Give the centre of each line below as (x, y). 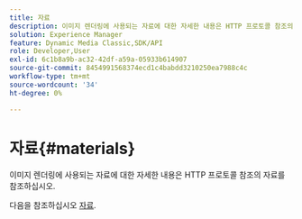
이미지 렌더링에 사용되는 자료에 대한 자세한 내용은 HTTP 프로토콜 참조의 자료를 (147, 175)
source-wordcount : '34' (54, 85)
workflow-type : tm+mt (50, 77)
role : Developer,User (50, 51)
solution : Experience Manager (66, 34)
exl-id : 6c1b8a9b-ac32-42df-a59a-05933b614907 (98, 59)
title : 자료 (30, 18)
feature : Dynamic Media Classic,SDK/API (87, 43)
